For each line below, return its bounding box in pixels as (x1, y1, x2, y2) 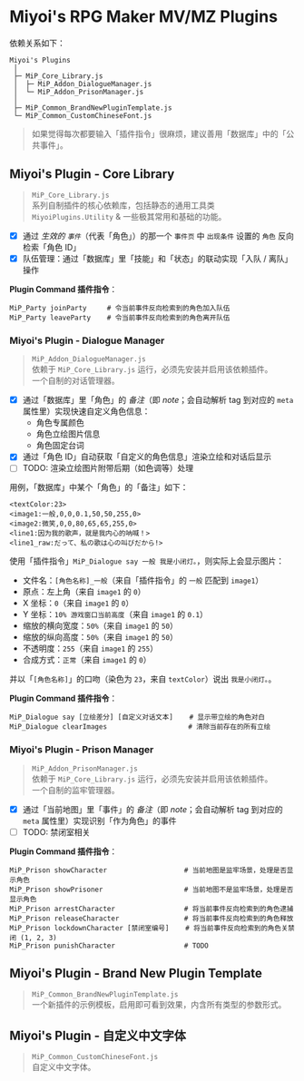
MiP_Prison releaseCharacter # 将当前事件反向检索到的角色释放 (9, 914, 294, 923)
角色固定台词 (35, 440, 84, 451)
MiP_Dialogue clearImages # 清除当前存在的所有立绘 (9, 722, 271, 732)
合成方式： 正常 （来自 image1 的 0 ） (22, 654, 152, 665)
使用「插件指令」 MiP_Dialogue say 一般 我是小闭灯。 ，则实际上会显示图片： (9, 555, 285, 566)
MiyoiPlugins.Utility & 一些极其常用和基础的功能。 (31, 211, 227, 221)
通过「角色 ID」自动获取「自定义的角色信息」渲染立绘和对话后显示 (22, 451, 272, 462)
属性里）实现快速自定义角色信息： (22, 406, 151, 417)
